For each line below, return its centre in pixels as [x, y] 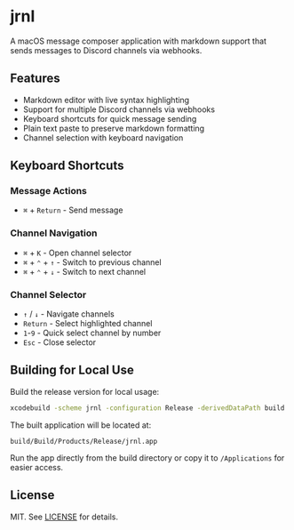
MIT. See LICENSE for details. [64, 517]
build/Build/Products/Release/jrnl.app [84, 441]
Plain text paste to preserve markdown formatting [114, 128]
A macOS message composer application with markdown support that [139, 41]
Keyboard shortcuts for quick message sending [110, 118]
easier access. [37, 467]
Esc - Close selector [60, 342]
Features [35, 79]
